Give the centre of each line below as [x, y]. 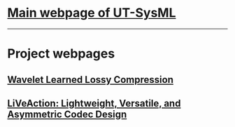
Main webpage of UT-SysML [92, 13]
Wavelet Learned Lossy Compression [90, 80]
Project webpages [61, 54]
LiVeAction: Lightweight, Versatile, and [94, 103]
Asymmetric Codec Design [67, 114]
